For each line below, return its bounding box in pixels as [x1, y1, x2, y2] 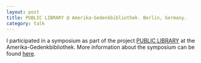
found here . [6, 50, 35, 57]
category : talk [6, 20, 45, 26]
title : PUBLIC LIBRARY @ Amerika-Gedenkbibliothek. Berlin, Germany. [6, 15, 188, 21]
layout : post [6, 9, 40, 15]
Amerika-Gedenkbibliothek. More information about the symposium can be [6, 43, 196, 51]
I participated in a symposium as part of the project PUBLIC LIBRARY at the [6, 37, 196, 45]
